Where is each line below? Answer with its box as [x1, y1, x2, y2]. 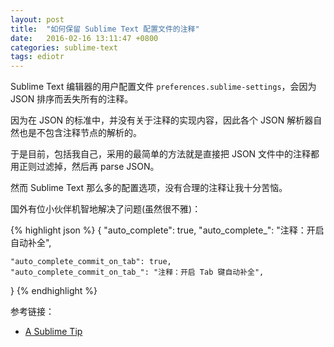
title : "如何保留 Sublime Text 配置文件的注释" [10, 24, 200, 34]
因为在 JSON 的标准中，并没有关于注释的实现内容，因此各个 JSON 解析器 [10, 114, 314, 126]
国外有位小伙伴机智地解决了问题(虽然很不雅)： [10, 203, 202, 215]
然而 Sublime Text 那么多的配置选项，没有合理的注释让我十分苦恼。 [10, 182, 288, 194]
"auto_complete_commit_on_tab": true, [10, 257, 172, 267]
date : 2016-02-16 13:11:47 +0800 [10, 33, 159, 43]
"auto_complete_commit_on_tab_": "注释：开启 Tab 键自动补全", [10, 267, 265, 278]
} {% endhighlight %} [10, 285, 98, 297]
